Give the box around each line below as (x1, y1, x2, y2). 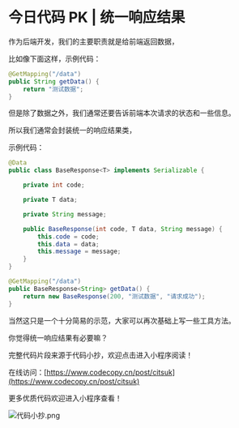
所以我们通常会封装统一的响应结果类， (8, 126, 136, 135)
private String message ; (23, 210, 107, 218)
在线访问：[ (8, 367, 47, 377)
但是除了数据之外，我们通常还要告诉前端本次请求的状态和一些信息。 (8, 108, 236, 118)
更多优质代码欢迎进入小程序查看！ (8, 393, 122, 403)
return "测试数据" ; (23, 85, 83, 93)
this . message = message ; (37, 247, 122, 256)
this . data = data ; (37, 240, 100, 248)
